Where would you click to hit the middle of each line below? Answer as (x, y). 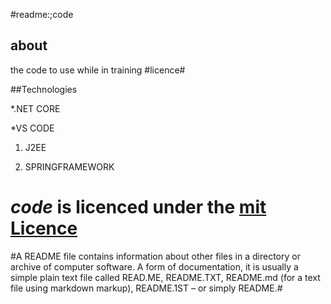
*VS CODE (32, 128)
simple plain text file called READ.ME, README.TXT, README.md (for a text (165, 277)
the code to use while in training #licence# (98, 70)
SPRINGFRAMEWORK (69, 166)
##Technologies (44, 89)
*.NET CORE (35, 108)
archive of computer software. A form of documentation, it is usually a (154, 266)
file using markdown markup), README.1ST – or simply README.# (146, 288)
